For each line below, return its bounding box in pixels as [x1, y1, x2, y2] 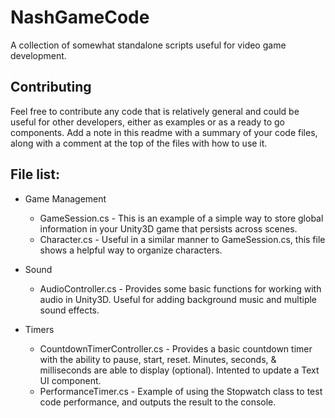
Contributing [10, 79, 92, 96]
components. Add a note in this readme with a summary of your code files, [10, 126, 318, 138]
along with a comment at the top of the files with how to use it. [10, 137, 268, 149]
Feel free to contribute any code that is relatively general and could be [10, 105, 300, 117]
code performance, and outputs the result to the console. [39, 396, 277, 408]
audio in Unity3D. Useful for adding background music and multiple [39, 293, 318, 305]
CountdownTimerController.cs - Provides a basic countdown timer [39, 342, 313, 355]
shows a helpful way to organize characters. [39, 244, 223, 256]
